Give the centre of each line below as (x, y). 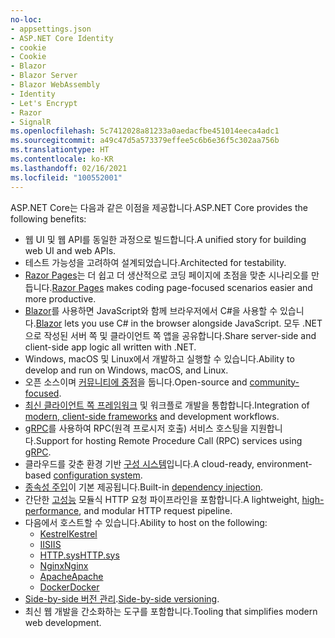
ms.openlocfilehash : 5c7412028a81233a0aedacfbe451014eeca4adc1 (145, 131)
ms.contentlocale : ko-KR (62, 159)
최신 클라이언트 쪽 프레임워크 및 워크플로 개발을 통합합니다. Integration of (167, 405)
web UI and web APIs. (70, 250)
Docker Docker (69, 587)
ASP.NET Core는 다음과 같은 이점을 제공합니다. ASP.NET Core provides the (159, 207)
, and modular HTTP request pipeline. (155, 510)
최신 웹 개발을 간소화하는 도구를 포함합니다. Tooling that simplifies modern (171, 611)
